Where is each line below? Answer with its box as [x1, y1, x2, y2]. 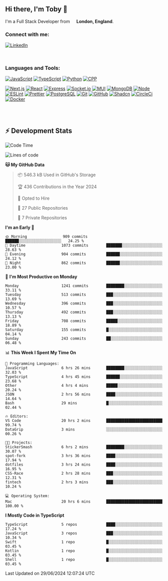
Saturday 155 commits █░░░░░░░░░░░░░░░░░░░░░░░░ [5, 327, 163, 333]
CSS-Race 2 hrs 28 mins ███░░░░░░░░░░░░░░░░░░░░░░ [5, 471, 163, 476]
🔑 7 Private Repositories [17, 215, 67, 221]
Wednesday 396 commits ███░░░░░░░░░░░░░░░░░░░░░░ [5, 301, 163, 306]
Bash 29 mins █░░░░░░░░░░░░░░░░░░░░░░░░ [5, 401, 163, 406]
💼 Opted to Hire [17, 195, 50, 201]
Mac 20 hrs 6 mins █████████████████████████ [5, 499, 163, 504]
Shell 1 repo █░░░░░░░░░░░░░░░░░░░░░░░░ [5, 557, 163, 562]
